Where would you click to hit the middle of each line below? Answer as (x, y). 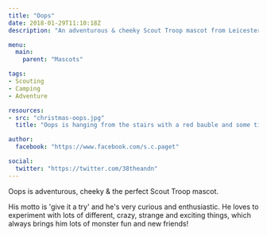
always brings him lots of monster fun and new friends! (99, 223)
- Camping (25, 88)
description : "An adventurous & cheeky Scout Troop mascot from (117, 30)
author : (21, 140)
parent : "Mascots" (53, 60)
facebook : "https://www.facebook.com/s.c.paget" (97, 147)
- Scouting (26, 81)
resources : (26, 110)
